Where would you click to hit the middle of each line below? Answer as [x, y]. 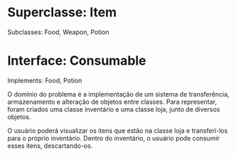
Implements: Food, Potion [45, 80]
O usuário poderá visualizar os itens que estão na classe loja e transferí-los [118, 130]
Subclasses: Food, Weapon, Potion [58, 32]
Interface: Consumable [77, 61]
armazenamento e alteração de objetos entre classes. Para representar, [112, 102]
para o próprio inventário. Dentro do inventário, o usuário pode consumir [114, 138]
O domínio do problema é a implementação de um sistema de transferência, [118, 94]
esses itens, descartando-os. [50, 146]
